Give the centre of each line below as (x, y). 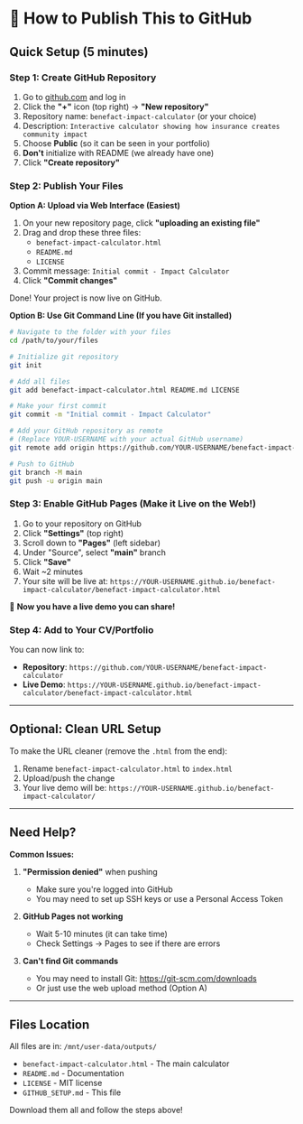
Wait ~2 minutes (53, 571)
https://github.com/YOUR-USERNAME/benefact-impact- (168, 668)
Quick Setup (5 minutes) (79, 52)
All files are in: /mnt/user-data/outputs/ (83, 1046)
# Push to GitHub (42, 464)
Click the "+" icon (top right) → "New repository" (115, 107)
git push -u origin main (56, 481)
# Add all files (40, 381)
